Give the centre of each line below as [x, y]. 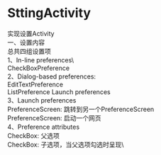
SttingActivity [49, 13]
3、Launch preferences [42, 100]
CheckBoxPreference [38, 68]
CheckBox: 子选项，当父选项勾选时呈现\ [66, 144]
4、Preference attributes [44, 127]
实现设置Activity [31, 33]
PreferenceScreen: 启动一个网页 [54, 117]
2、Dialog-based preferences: [52, 76]
